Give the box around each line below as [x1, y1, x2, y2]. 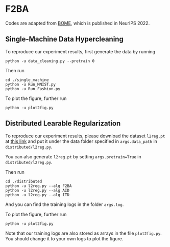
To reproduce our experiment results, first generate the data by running [5, 48, 156, 54]
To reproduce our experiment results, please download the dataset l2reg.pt [5, 133, 165, 139]
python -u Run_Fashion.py [5, 86, 60, 91]
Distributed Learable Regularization [5, 119, 121, 128]
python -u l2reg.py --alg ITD [5, 192, 70, 197]
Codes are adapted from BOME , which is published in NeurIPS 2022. [5, 20, 150, 26]
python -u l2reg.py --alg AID [5, 188, 70, 193]
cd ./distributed [5, 179, 42, 184]
